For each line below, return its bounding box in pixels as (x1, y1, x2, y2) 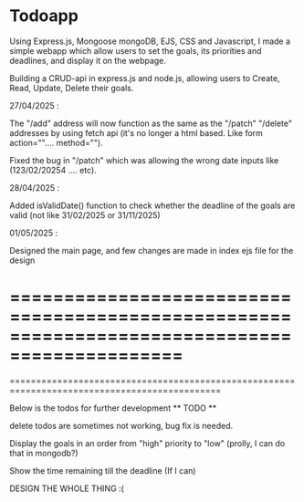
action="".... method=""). (9, 137, 103, 148)
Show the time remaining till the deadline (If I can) (9, 465, 196, 476)
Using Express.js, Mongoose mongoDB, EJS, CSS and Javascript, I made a (9, 36, 290, 47)
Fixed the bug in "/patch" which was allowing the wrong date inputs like (9, 154, 279, 165)
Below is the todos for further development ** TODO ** (9, 403, 217, 413)
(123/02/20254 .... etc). (9, 164, 98, 175)
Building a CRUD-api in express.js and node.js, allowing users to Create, (9, 72, 280, 83)
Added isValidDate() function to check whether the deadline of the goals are (9, 200, 296, 211)
